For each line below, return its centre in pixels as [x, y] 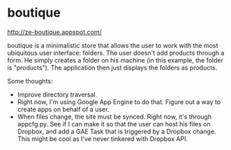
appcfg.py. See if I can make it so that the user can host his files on [114, 124]
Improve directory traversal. [57, 94]
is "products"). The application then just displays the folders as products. [112, 67]
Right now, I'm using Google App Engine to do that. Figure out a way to [119, 101]
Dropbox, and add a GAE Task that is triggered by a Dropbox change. [117, 131]
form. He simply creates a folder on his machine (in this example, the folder [115, 60]
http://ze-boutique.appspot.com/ [55, 32]
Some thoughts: [30, 81]
